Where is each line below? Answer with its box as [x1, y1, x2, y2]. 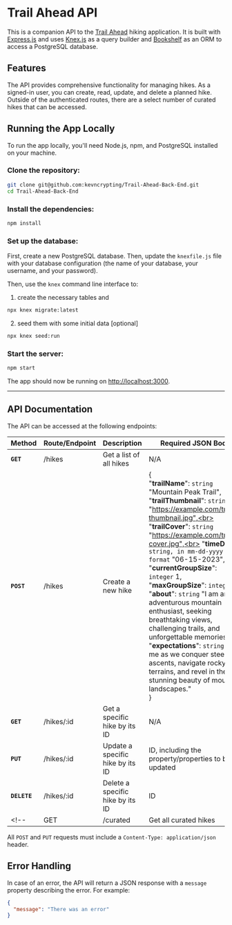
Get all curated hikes [148, 815, 215, 825]
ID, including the [148, 745, 202, 754]
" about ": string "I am [148, 589, 219, 598]
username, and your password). [7, 267, 98, 275]
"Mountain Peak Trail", [148, 487, 222, 497]
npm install [7, 220, 41, 227]
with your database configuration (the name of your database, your [7, 259, 199, 267]
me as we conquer [148, 649, 209, 659]
